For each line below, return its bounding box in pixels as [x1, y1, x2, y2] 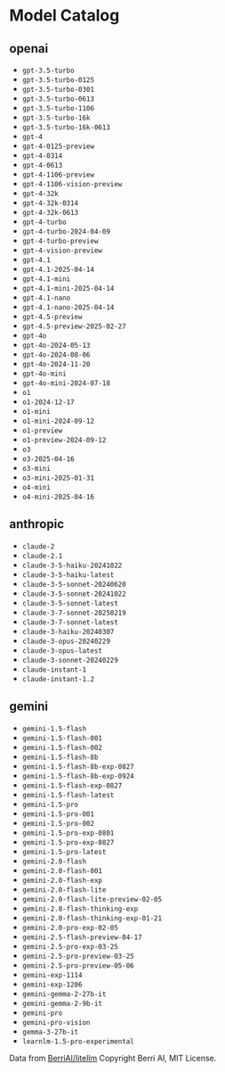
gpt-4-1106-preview [21, 170, 95, 179]
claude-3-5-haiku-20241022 [21, 561, 123, 570]
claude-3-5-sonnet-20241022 [21, 590, 126, 598]
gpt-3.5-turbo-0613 [21, 95, 95, 103]
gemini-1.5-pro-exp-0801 [21, 829, 115, 837]
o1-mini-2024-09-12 [21, 416, 95, 425]
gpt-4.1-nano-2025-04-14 [21, 303, 115, 312]
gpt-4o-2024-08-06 [21, 350, 91, 359]
